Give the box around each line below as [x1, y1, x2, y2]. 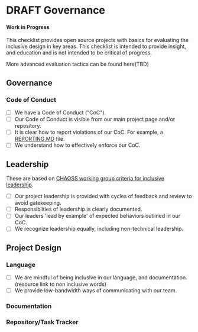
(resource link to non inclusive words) [14, 281, 107, 288]
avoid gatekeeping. [14, 199, 61, 207]
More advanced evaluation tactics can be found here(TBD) [6, 60, 149, 68]
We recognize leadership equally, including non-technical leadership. [14, 225, 184, 233]
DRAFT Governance [6, 4, 105, 17]
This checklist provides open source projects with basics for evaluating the [6, 37, 189, 44]
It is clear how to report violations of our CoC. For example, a [14, 128, 164, 136]
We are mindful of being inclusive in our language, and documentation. [14, 274, 187, 281]
